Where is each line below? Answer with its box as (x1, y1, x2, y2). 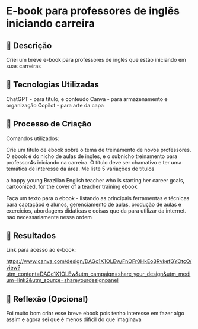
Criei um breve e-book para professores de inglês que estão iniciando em (6, 56, 187, 63)
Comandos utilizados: (6, 135, 59, 142)
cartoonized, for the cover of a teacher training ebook (6, 183, 138, 190)
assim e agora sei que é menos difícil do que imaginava (6, 316, 142, 323)
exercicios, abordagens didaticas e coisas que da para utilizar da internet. (6, 207, 187, 214)
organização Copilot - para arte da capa (6, 102, 104, 109)
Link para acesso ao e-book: (6, 246, 76, 254)
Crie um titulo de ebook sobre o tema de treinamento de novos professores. (6, 146, 191, 153)
